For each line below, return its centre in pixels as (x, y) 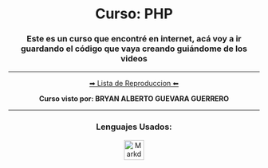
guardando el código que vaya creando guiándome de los (134, 49)
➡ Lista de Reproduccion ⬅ (134, 84)
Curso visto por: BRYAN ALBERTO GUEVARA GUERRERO (134, 99)
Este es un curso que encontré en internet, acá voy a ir (134, 39)
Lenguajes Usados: (134, 127)
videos (134, 59)
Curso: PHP (134, 14)
